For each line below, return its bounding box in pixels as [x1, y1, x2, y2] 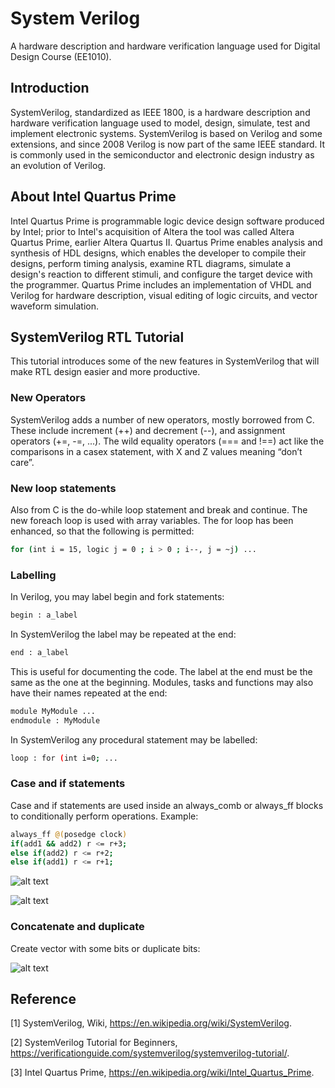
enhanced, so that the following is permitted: [10, 525, 195, 537]
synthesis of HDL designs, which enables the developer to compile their [10, 247, 307, 259]
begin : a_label [10, 610, 78, 621]
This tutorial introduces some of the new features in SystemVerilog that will [10, 355, 320, 367]
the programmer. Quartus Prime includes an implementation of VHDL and [10, 278, 312, 291]
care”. [10, 456, 35, 468]
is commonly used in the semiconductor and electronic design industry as [10, 148, 315, 161]
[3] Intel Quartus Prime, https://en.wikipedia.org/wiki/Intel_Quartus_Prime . [10, 1067, 315, 1079]
